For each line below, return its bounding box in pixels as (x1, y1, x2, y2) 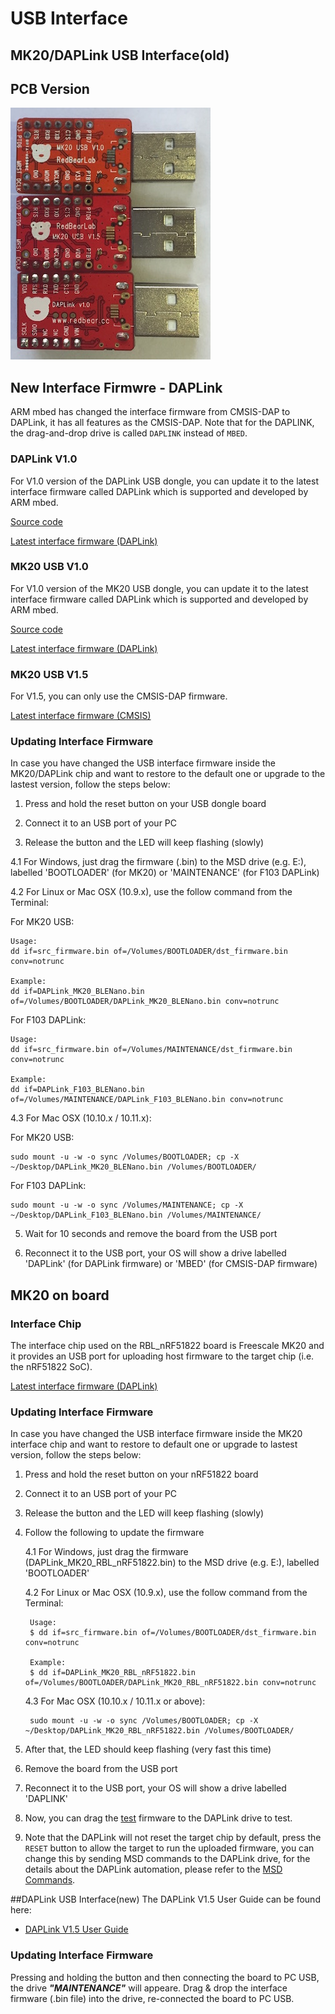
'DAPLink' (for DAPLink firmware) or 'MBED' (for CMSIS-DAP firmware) (24, 1258, 318, 1270)
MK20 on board (10, 1287, 110, 1304)
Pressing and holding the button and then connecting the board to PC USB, (10, 1971, 320, 1983)
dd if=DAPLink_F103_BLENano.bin (10, 1085, 145, 1095)
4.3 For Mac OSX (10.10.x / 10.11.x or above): (24, 1695, 206, 1707)
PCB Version (10, 80, 90, 97)
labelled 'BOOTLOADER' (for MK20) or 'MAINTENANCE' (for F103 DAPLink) (10, 867, 320, 879)
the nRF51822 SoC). (10, 1361, 93, 1373)
